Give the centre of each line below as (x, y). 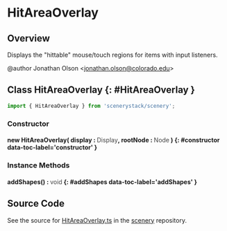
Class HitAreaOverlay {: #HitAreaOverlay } (101, 90)
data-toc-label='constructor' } (52, 147)
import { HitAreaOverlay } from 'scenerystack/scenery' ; (91, 106)
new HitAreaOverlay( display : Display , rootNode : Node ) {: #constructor (113, 140)
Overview (29, 38)
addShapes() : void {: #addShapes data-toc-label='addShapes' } (102, 182)
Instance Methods (39, 165)
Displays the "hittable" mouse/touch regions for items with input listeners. (112, 55)
